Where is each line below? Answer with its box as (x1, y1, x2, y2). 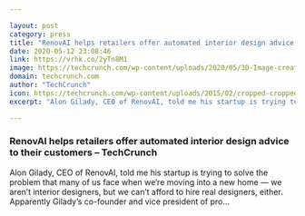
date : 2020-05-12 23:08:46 (9, 46, 112, 55)
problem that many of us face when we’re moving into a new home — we (9, 176, 282, 187)
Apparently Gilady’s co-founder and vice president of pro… (9, 196, 230, 207)
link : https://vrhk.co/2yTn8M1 (9, 55, 128, 64)
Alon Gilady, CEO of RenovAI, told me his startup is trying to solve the (9, 167, 269, 178)
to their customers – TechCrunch (9, 146, 158, 159)
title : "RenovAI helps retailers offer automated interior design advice (9, 38, 295, 47)
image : (9, 64, 34, 73)
